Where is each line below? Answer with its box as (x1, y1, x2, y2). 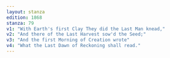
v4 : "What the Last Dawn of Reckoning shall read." (6, 43, 141, 49)
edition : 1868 (6, 14, 43, 21)
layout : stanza (6, 8, 45, 15)
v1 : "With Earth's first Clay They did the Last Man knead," (6, 25, 166, 32)
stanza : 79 (6, 20, 34, 26)
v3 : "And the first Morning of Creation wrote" (6, 37, 130, 43)
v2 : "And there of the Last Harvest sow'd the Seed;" (6, 31, 147, 37)
